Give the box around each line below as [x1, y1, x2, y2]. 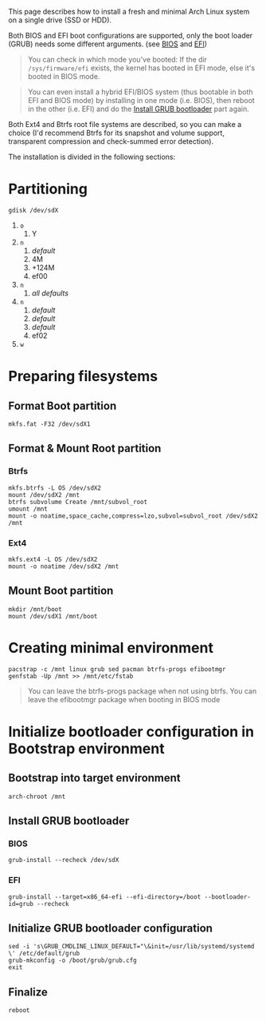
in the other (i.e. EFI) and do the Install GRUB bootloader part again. [27, 104, 249, 113]
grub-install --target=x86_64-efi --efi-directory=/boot [8, 892, 201, 901]
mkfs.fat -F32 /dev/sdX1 [8, 419, 91, 428]
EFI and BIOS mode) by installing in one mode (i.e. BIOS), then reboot [27, 96, 255, 105]
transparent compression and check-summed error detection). [8, 137, 213, 146]
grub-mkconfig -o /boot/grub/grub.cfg [8, 956, 137, 965]
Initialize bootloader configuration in [8, 722, 255, 741]
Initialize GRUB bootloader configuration [8, 922, 213, 936]
